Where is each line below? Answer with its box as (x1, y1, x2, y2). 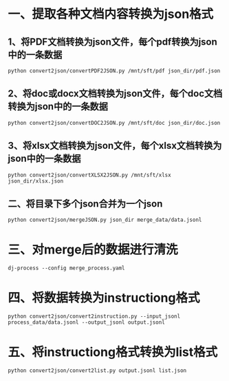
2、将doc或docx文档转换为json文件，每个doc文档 (8, 87, 223, 100)
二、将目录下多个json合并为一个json (8, 198, 163, 210)
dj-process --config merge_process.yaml (8, 265, 126, 272)
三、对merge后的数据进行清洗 (8, 242, 178, 257)
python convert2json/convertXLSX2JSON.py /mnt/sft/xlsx (8, 172, 171, 178)
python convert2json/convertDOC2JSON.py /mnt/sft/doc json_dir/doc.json (8, 119, 221, 126)
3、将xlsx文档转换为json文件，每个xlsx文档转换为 (8, 140, 222, 152)
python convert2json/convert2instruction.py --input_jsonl (8, 313, 181, 320)
